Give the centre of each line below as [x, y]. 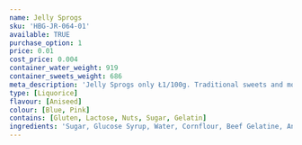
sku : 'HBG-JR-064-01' [50, 26]
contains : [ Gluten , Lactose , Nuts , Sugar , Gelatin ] [108, 118]
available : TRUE [40, 34]
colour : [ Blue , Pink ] [50, 110]
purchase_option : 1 [46, 43]
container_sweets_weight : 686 [66, 77]
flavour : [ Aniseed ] [46, 101]
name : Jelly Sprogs [46, 18]
